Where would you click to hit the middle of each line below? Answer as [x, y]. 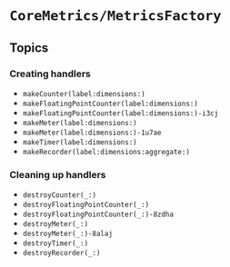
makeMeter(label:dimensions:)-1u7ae [92, 133]
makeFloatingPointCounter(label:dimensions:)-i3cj [120, 113]
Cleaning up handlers [58, 174]
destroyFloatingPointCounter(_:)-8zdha [98, 215]
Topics [29, 48]
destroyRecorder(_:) [61, 253]
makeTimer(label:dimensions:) [80, 142]
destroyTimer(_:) [55, 243]
